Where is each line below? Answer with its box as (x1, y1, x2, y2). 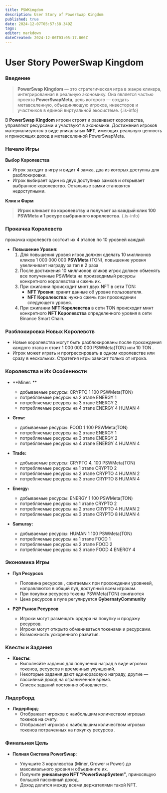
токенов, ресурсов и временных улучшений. (19, 666, 116, 672)
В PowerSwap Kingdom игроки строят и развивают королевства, (5, 117, 145, 123)
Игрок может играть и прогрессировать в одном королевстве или (12, 350, 155, 356)
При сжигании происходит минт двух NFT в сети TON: (19, 284, 136, 290)
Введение (5, 75, 31, 82)
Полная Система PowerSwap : (12, 751, 77, 757)
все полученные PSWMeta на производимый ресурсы (19, 273, 136, 279)
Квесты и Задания (5, 644, 52, 651)
